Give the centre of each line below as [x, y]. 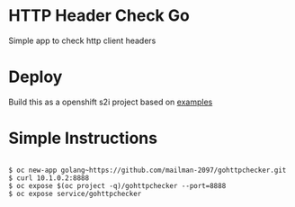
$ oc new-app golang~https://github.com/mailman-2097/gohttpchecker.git [147, 170]
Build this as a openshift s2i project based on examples [111, 102]
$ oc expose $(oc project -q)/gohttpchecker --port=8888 [117, 185]
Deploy [36, 77]
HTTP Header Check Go [99, 16]
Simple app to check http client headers [82, 40]
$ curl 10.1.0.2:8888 [49, 178]
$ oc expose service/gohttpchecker [75, 193]
